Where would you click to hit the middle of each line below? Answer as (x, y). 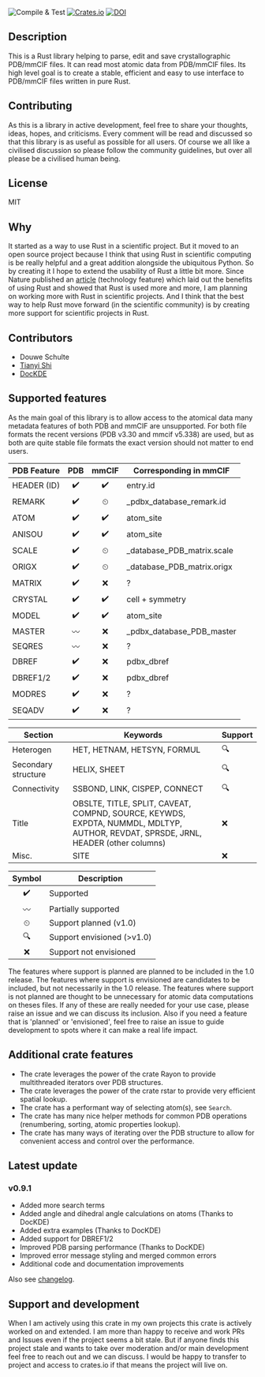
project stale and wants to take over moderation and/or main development (129, 1349)
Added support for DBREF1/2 (67, 1239)
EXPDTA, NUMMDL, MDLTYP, (127, 823)
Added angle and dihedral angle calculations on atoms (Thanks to (126, 1214)
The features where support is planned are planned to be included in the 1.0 (131, 971)
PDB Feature (36, 470)
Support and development (74, 1304)
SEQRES (28, 645)
